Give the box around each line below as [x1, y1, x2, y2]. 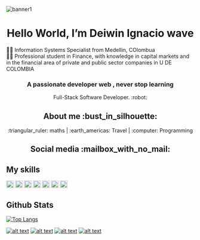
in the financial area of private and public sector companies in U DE [6, 59, 172, 66]
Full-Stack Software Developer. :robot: [53, 94, 147, 101]
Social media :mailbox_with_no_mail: [30, 144, 171, 155]
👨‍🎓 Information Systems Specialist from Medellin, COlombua [6, 46, 155, 53]
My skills [6, 164, 41, 174]
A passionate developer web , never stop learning [26, 80, 174, 88]
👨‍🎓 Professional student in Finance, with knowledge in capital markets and [6, 53, 190, 60]
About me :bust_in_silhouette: [43, 111, 158, 121]
